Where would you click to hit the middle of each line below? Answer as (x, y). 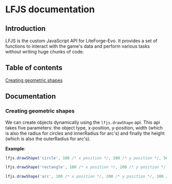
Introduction (26, 29)
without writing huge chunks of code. (45, 52)
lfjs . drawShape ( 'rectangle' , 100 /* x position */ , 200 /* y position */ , (87, 167)
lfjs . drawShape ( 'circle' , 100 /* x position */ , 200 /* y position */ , (83, 158)
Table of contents (34, 68)
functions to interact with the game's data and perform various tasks (78, 46)
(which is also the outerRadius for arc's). (48, 139)
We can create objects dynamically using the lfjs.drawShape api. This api (83, 122)
